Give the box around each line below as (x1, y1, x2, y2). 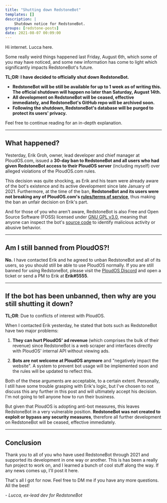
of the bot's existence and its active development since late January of (5, 183, 150, 189)
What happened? (5, 139, 60, 148)
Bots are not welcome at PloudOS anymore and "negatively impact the (12, 357, 159, 364)
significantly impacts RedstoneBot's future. (5, 64, 93, 70)
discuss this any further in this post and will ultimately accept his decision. (5, 388, 158, 394)
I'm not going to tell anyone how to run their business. (5, 394, 115, 400)
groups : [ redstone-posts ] (5, 26, 59, 31)
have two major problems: (5, 328, 59, 334)
